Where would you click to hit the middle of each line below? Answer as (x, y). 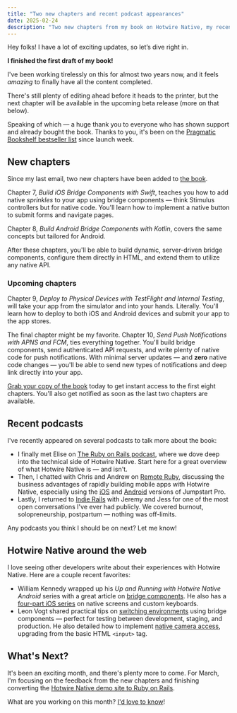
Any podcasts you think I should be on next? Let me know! (92, 528)
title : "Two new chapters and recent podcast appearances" (96, 14)
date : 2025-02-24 (33, 21)
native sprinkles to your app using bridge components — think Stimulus (111, 200)
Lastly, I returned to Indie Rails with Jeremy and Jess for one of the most (123, 499)
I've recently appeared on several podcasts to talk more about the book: (112, 441)
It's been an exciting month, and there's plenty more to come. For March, (114, 673)
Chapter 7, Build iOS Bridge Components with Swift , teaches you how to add (118, 192)
